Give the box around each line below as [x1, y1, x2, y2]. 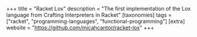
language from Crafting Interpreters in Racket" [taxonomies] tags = [6, 11, 172, 18]
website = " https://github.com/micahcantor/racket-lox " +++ [6, 24, 154, 31]
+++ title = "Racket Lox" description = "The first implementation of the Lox [6, 5, 191, 12]
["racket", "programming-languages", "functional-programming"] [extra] [6, 18, 185, 24]
